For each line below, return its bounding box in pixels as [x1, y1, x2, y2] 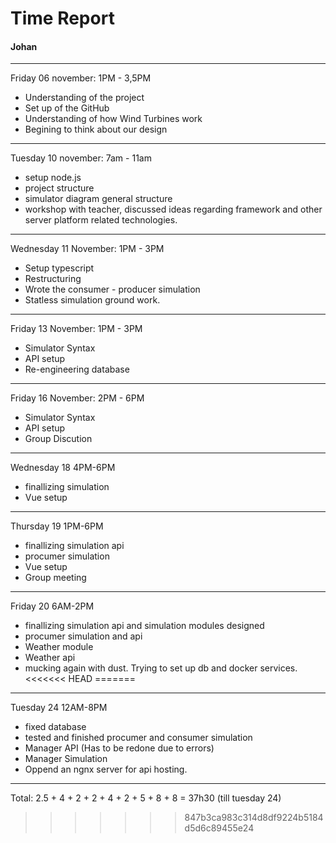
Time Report [10, 7, 115, 30]
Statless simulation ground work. [24, 294, 161, 306]
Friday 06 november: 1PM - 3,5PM [10, 72, 152, 84]
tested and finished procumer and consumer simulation [24, 732, 253, 744]
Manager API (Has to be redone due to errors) [24, 742, 215, 754]
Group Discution [24, 433, 93, 445]
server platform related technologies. [24, 214, 178, 226]
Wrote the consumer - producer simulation [24, 283, 201, 296]
